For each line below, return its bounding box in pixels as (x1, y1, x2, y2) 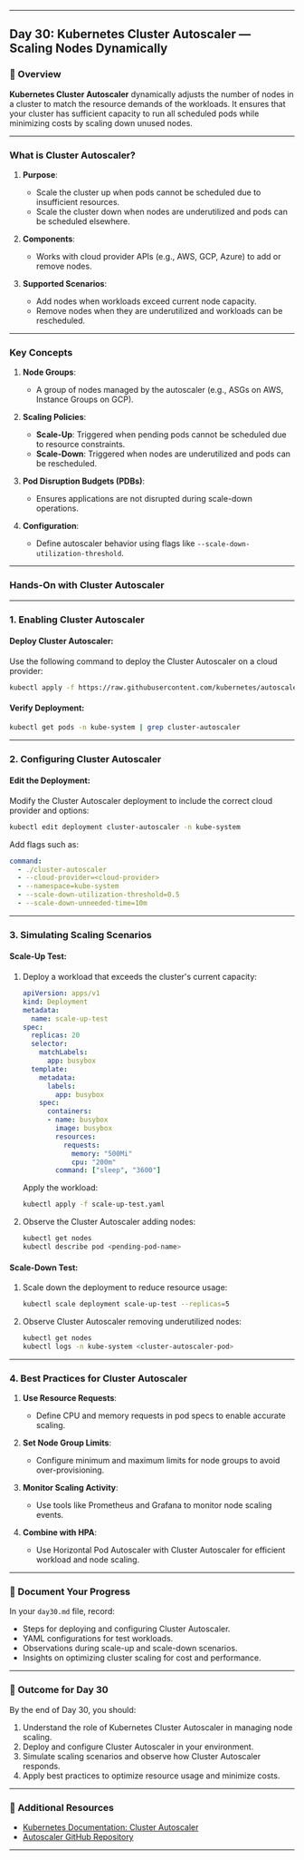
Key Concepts (9, 346, 73, 358)
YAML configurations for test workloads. (22, 1633, 174, 1644)
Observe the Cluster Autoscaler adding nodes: (22, 1217, 196, 1228)
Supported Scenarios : (22, 278, 107, 289)
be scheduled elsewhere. (35, 215, 130, 227)
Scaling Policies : (22, 412, 87, 423)
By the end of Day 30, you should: (9, 1704, 137, 1715)
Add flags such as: (9, 838, 80, 849)
